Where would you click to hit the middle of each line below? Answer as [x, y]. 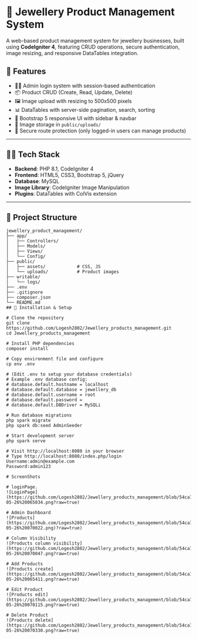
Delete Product [30, 615]
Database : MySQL [37, 181]
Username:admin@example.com [40, 462]
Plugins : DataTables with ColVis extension [66, 193]
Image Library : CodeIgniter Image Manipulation [72, 187]
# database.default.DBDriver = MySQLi [53, 405]
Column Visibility [34, 538]
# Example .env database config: [47, 380]
